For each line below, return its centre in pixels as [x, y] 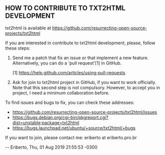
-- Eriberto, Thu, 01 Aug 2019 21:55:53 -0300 [51, 147]
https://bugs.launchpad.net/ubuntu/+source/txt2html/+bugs [74, 128]
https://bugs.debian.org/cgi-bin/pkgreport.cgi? [60, 117]
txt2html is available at [28, 28]
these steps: [18, 48]
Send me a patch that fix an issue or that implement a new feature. [81, 58]
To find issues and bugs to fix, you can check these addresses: [70, 102]
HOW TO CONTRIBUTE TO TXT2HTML [65, 8]
